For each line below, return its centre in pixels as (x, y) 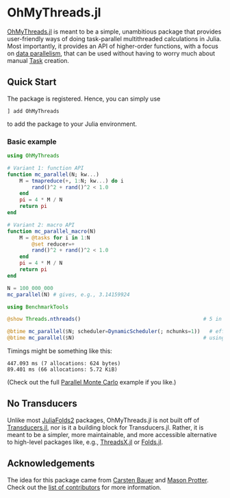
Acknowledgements (51, 463)
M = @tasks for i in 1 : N (55, 237)
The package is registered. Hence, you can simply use (84, 99)
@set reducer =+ (53, 244)
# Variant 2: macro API (41, 225)
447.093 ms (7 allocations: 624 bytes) (64, 364)
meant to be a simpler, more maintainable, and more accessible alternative (112, 434)
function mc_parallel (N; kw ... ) (53, 174)
